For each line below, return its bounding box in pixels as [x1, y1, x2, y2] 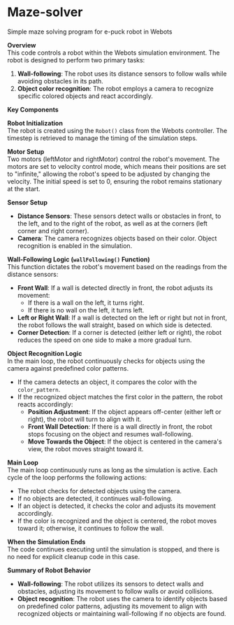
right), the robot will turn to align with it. [27, 415, 142, 423]
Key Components [7, 105, 59, 114]
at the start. [7, 184, 41, 193]
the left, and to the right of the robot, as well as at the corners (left [17, 219, 208, 228]
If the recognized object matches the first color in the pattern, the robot [17, 392, 224, 401]
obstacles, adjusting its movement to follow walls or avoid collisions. [17, 586, 214, 596]
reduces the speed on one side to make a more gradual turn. [17, 336, 192, 344]
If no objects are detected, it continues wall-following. [17, 494, 173, 502]
